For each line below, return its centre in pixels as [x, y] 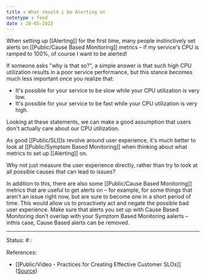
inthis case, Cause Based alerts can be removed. [68, 223]
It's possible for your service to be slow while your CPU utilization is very [107, 91]
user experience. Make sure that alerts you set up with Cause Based [93, 210]
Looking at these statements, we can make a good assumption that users [99, 122]
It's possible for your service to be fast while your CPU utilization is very [106, 104]
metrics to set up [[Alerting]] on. [47, 153]
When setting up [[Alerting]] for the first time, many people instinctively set [101, 41]
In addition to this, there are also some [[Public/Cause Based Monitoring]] [99, 184]
